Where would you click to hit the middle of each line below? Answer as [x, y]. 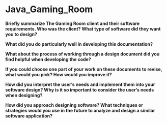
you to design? [21, 34]
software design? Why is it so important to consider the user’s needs [80, 89]
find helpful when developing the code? [48, 59]
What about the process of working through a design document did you [82, 54]
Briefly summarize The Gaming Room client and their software [73, 23]
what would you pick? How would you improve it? [59, 74]
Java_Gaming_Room [49, 9]
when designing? [24, 95]
